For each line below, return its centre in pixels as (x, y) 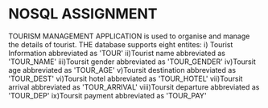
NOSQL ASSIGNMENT (83, 14)
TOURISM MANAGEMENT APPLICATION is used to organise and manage (129, 36)
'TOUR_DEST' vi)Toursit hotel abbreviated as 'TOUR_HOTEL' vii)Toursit (126, 78)
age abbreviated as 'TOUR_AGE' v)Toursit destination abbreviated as (122, 70)
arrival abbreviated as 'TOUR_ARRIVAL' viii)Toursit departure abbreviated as (134, 87)
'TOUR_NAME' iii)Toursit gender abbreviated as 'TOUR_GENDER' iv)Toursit (132, 62)
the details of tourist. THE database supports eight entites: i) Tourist (121, 44)
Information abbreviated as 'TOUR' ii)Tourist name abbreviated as (117, 53)
